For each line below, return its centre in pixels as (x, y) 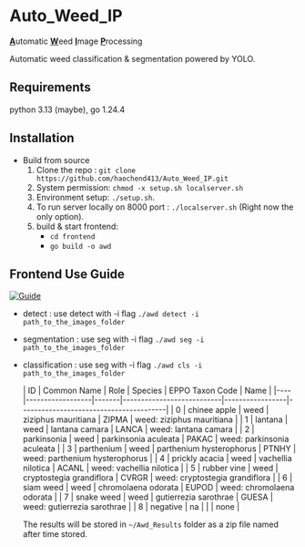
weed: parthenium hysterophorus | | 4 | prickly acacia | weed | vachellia (158, 459)
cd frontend (72, 237)
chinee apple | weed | (229, 410)
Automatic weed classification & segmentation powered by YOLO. (132, 58)
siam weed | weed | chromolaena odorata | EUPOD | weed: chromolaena (158, 488)
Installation (42, 138)
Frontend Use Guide (67, 274)
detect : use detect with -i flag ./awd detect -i (111, 314)
